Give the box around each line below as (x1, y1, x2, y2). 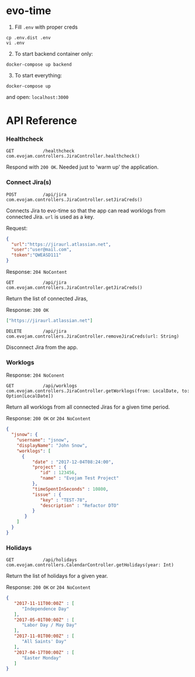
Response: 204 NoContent (6, 268, 67, 275)
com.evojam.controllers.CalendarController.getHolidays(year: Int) (6, 562, 175, 568)
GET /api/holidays (6, 557, 77, 563)
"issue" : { (32, 491, 61, 498)
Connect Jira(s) (6, 178, 52, 186)
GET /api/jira (6, 280, 67, 285)
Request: (6, 224, 28, 232)
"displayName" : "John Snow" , (16, 443, 88, 448)
